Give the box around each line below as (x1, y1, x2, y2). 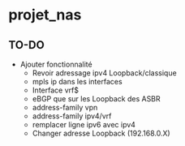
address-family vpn (32, 103, 98, 112)
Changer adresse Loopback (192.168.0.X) (32, 128, 170, 138)
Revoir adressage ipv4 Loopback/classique (32, 68, 177, 78)
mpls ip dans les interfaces (32, 77, 123, 86)
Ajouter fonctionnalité (19, 59, 92, 69)
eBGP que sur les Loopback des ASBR (32, 94, 161, 103)
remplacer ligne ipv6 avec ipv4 (32, 120, 136, 129)
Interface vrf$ (32, 85, 80, 95)
